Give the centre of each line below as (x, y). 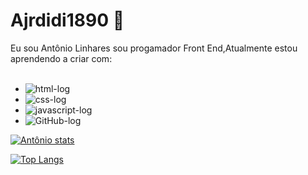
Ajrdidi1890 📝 (67, 20)
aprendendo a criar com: (61, 58)
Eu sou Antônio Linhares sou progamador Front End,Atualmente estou (154, 48)
